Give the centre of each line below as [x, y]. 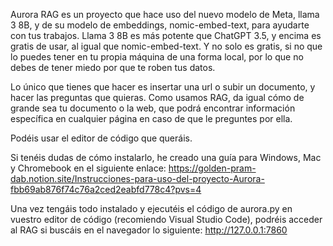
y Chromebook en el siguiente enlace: [88, 168]
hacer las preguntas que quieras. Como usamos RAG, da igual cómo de [157, 97]
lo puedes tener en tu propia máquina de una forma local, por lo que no [157, 57]
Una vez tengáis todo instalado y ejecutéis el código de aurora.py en [151, 208]
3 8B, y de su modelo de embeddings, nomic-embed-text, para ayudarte [160, 25]
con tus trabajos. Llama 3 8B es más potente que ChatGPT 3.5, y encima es [166, 35]
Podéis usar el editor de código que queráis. [101, 138]
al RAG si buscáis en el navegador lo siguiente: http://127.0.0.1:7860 [149, 230]
